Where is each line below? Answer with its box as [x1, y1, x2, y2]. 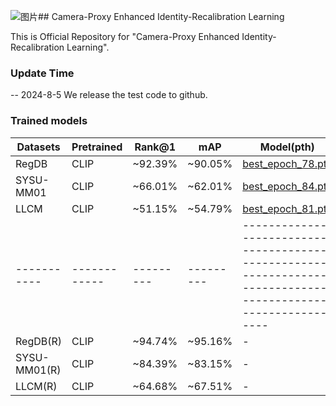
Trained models [10, 114, 88, 128]
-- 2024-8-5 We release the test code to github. [10, 89, 208, 101]
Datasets [16, 140, 61, 154]
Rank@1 [134, 140, 177, 154]
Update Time [10, 66, 75, 80]
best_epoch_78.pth [242, 156, 333, 170]
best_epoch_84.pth [242, 179, 333, 193]
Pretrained [71, 140, 123, 154]
